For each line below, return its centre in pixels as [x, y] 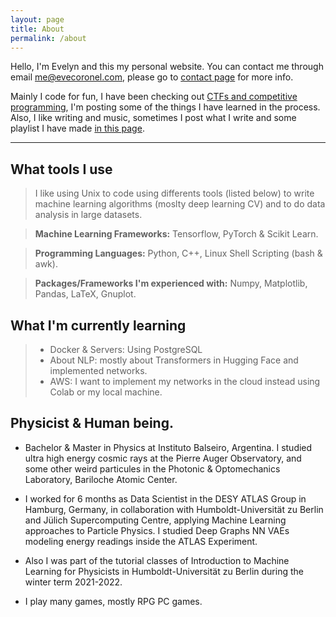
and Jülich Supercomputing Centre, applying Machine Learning [155, 520]
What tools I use [61, 169]
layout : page [37, 19]
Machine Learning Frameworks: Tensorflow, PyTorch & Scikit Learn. [176, 234]
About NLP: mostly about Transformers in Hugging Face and [174, 360]
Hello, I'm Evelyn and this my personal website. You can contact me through [167, 67]
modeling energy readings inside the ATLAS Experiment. [141, 541]
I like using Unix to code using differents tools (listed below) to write [174, 193]
